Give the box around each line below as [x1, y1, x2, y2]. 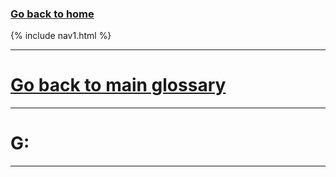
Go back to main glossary [10, 74, 227, 97]
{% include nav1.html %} [10, 30, 112, 42]
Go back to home [10, 7, 95, 21]
